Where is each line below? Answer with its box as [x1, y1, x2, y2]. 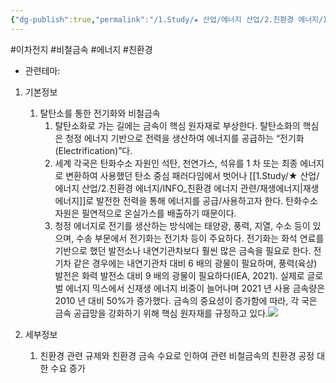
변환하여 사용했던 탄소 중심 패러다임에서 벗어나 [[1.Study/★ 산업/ [65, 169, 320, 181]
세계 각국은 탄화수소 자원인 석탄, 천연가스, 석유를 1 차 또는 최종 [54, 157, 298, 169]
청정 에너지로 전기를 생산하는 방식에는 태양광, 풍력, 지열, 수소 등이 [54, 219, 311, 231]
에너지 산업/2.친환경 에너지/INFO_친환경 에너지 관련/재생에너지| [54, 182, 303, 194]
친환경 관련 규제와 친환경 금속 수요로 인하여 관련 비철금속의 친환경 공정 [39, 349, 315, 361]
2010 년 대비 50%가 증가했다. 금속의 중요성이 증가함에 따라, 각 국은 [54, 294, 318, 306]
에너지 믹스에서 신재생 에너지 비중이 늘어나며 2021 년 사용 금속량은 [65, 282, 326, 294]
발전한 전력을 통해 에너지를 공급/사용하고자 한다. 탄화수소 [96, 194, 318, 206]
